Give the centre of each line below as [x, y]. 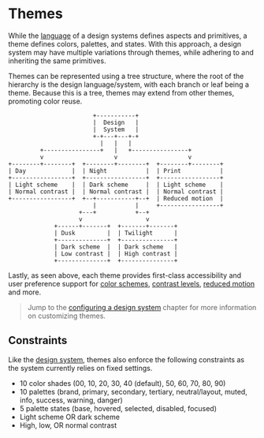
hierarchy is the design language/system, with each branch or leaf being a [129, 84]
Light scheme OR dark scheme [70, 417]
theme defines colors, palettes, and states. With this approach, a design [125, 43]
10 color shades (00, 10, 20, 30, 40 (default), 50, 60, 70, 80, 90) [123, 383]
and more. [25, 292]
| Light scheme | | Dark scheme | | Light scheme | [116, 185]
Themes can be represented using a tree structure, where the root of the [126, 76]
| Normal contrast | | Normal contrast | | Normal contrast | [116, 191]
